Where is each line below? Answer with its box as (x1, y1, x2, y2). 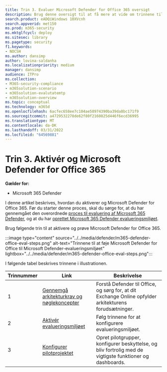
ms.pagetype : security (5, 40, 52, 45)
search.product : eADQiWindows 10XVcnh (5, 16, 85, 21)
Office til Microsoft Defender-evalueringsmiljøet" (5, 246, 105, 252)
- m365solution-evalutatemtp (5, 91, 66, 95)
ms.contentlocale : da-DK (5, 123, 57, 128)
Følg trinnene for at (96, 314, 141, 321)
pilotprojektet (42, 350, 74, 357)
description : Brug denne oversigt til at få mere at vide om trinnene (5, 12, 155, 17)
